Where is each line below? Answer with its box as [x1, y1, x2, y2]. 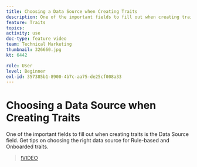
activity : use [6, 30, 41, 36]
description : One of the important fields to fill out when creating [6, 14, 180, 20]
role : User [6, 63, 33, 69]
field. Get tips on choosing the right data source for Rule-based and [6, 137, 170, 144]
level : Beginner [6, 68, 46, 74]
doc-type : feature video [6, 36, 67, 42]
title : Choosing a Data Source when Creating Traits [6, 8, 138, 15]
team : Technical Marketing [6, 42, 72, 47]
